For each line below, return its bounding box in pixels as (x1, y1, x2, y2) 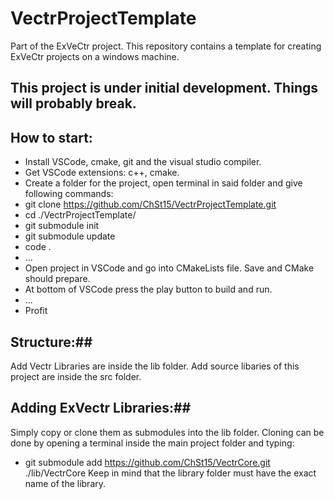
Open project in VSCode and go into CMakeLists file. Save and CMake (24, 262, 315, 274)
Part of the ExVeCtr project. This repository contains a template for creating (10, 40, 322, 52)
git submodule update (24, 230, 116, 242)
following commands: (24, 188, 114, 200)
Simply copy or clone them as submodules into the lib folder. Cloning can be (10, 426, 325, 438)
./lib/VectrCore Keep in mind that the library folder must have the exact (24, 467, 317, 479)
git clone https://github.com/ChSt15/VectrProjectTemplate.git (24, 198, 277, 211)
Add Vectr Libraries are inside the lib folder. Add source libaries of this (10, 360, 300, 372)
